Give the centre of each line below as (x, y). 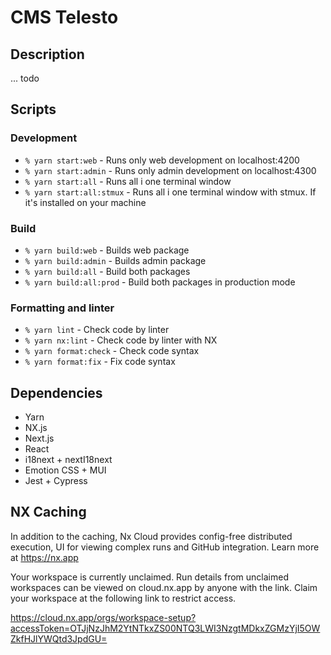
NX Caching (48, 512)
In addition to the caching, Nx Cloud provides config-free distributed (151, 536)
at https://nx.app (44, 557)
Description (47, 54)
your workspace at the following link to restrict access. (123, 598)
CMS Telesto (64, 17)
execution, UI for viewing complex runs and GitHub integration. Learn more (165, 547)
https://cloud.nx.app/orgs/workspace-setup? (103, 617)
